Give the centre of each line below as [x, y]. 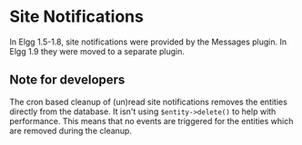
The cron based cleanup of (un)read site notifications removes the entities [149, 101]
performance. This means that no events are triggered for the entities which [151, 121]
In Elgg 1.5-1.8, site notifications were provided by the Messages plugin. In [148, 42]
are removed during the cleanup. [70, 130]
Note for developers [67, 80]
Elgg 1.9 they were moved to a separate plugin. [97, 51]
